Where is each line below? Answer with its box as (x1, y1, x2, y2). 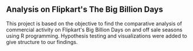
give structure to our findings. (6, 38, 78, 45)
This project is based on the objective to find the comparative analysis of (6, 20, 182, 27)
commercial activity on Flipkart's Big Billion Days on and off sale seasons (6, 26, 183, 33)
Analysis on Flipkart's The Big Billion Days (6, 5, 163, 14)
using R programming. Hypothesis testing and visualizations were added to (6, 32, 188, 39)
